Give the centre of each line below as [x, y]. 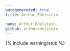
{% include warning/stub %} [35, 43]
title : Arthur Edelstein [32, 15]
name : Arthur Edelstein [31, 24]
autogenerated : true [27, 10]
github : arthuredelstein [32, 29]
